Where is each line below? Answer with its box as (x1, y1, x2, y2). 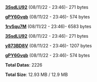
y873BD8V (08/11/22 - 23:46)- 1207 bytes (5, 43, 92, 49)
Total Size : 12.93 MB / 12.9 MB (5, 72, 68, 78)
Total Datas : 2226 (5, 62, 42, 68)
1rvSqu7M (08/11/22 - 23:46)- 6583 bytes (5, 23, 92, 29)
